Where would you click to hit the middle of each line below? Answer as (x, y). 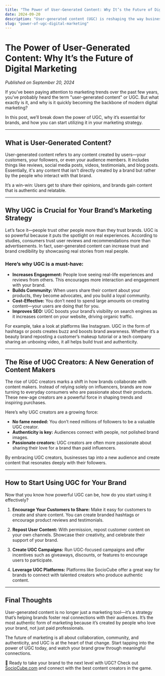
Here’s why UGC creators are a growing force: (52, 412)
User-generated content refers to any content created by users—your (76, 154)
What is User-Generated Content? (58, 143)
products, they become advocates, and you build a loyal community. (81, 296)
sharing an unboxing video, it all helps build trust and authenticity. (72, 342)
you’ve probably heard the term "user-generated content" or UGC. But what (82, 97)
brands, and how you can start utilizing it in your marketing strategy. (74, 123)
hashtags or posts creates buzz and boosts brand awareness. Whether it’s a (82, 332)
